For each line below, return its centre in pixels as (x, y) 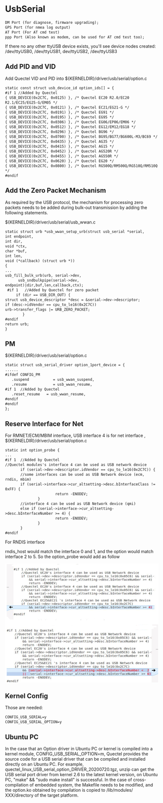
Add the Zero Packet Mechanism (55, 191)
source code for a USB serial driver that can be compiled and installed (75, 759)
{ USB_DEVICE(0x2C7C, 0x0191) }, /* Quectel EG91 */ (60, 112)
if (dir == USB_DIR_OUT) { (43, 295)
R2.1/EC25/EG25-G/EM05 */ (31, 103)
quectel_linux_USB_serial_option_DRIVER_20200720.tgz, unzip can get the (80, 769)
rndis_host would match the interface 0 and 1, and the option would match (79, 552)
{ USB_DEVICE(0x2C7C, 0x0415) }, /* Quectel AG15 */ (60, 146)
